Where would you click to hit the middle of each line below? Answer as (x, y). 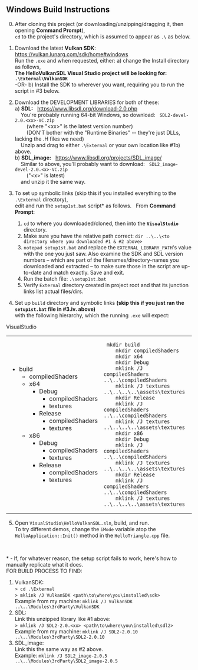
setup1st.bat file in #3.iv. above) (55, 309)
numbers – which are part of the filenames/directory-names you (101, 260)
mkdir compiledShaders (148, 350)
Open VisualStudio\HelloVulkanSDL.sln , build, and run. (82, 523)
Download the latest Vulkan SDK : (55, 48)
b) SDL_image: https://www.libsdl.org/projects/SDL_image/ (88, 157)
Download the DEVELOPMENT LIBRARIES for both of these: (87, 102)
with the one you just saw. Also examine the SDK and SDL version (103, 253)
